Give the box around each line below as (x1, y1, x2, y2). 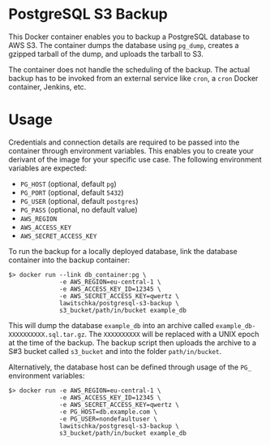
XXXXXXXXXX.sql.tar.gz (8, 331, 85, 339)
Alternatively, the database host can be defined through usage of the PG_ (8, 362, 252, 372)
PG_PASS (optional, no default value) (19, 205, 138, 214)
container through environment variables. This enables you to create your (8, 145, 254, 155)
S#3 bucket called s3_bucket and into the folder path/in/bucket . (8, 346, 221, 356)
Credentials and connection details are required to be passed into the (8, 137, 240, 147)
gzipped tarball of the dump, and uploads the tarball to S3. (8, 49, 204, 58)
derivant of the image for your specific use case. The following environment (8, 154, 262, 164)
